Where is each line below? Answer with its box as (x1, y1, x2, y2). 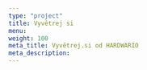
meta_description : (8, 49, 70, 57)
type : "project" (8, 11, 63, 20)
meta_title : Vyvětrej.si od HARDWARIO (8, 42, 139, 50)
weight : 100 (8, 34, 48, 43)
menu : (8, 27, 27, 35)
